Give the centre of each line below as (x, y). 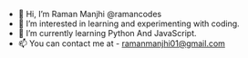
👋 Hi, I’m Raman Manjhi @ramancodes (90, 14)
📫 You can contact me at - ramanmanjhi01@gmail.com (122, 43)
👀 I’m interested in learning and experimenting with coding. (129, 24)
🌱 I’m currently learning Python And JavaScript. (108, 33)
